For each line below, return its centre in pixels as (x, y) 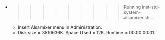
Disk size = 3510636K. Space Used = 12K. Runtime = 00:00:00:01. (87, 32)
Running (132, 7)
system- (132, 12)
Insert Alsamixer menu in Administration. (60, 27)
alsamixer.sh (136, 18)
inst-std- (151, 7)
